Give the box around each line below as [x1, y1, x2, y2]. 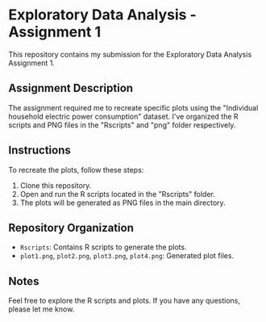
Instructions [8, 144, 71, 157]
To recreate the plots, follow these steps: [8, 165, 144, 174]
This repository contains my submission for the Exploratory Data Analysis [8, 49, 252, 59]
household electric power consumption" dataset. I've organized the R [8, 111, 239, 121]
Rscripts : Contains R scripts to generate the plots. [19, 242, 187, 252]
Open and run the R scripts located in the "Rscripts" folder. [19, 189, 216, 199]
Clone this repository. [19, 180, 92, 190]
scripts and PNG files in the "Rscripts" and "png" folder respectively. [8, 119, 236, 130]
